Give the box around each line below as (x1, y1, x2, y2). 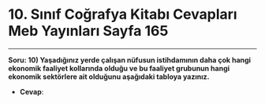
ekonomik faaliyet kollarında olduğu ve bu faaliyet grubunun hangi (8, 63, 230, 73)
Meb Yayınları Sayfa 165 (8, 22, 169, 40)
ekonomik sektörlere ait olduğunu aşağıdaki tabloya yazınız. (8, 72, 210, 81)
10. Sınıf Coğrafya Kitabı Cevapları (8, 5, 238, 23)
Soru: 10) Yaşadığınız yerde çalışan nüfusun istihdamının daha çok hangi (8, 55, 251, 64)
